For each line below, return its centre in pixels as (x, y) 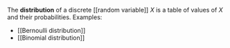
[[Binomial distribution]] (51, 38)
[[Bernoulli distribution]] (51, 31)
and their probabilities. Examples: (55, 17)
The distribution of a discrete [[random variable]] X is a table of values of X (115, 10)
